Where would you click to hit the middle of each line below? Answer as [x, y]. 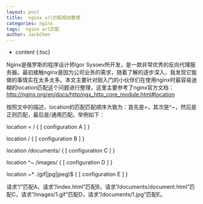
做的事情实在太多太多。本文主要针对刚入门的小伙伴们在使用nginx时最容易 [99, 80]
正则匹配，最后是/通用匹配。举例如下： [56, 115]
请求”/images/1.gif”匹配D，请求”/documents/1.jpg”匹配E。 [94, 195]
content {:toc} [33, 52]
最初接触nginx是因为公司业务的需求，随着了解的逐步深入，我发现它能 [110, 72]
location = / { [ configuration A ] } [48, 127]
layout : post [23, 12]
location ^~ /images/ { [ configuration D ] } [60, 162]
